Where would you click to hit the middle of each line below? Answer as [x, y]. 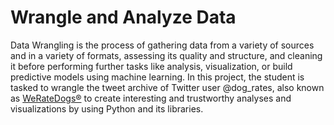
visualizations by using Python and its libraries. [107, 108]
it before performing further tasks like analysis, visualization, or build [151, 66]
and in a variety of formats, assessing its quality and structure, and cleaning [166, 55]
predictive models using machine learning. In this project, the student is [157, 77]
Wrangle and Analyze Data [123, 17]
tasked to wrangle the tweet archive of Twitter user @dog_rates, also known [167, 87]
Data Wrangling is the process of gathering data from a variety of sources [162, 45]
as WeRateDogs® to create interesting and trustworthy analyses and [151, 98]
